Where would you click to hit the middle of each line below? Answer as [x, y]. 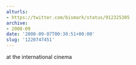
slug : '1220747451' [31, 40]
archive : [17, 23]
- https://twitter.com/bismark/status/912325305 [68, 17]
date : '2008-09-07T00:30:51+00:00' [51, 34]
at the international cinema [39, 57]
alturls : [17, 12]
